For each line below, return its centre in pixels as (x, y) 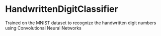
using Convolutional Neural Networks (43, 28)
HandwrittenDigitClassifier (62, 9)
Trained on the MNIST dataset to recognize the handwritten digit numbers (81, 23)
